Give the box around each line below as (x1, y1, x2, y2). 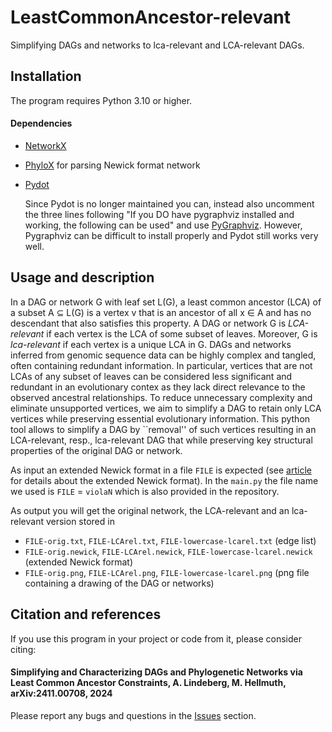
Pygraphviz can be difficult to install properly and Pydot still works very (24, 229, 319, 241)
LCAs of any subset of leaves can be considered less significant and (10, 370, 293, 382)
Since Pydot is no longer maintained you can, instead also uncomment (24, 197, 315, 210)
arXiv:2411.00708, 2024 (10, 687, 113, 700)
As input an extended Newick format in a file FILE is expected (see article (10, 464, 312, 476)
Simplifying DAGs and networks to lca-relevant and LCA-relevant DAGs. (10, 39, 305, 51)
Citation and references (10, 606, 162, 623)
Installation (10, 68, 82, 85)
